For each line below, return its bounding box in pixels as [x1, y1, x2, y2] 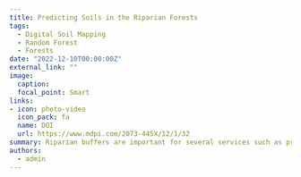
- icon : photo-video [9, 105, 87, 114]
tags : [9, 21, 30, 30]
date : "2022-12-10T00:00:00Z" [9, 55, 123, 63]
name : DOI [17, 122, 54, 131]
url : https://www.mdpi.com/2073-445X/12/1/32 [17, 130, 191, 139]
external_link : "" [9, 63, 78, 72]
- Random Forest [17, 38, 78, 47]
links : [9, 96, 34, 105]
